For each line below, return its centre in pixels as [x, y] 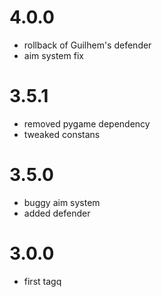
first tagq [42, 281]
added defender [57, 213]
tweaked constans [62, 134]
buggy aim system [62, 202]
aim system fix [53, 55]
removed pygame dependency [87, 123]
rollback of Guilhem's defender [87, 45]
